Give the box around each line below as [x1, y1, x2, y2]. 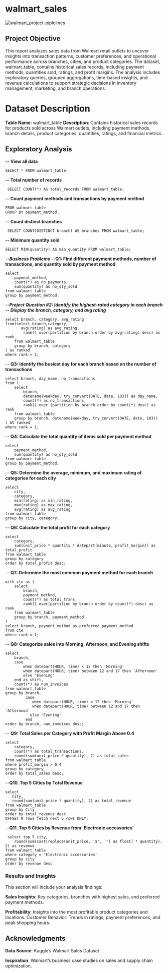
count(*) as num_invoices [14, 682, 69, 687]
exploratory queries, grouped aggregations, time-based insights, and [5, 74, 148, 81]
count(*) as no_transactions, [23, 398, 86, 403]
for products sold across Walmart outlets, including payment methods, [5, 125, 150, 131]
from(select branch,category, [5, 321, 69, 326]
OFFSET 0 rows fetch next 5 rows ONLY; [5, 816, 89, 821]
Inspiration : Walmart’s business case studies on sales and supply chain [5, 957, 153, 963]
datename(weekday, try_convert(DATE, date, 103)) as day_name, [23, 394, 158, 399]
